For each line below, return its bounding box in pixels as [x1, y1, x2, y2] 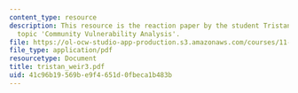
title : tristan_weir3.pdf [9, 63, 105, 72]
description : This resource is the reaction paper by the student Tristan [9, 21, 292, 30]
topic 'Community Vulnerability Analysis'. [17, 29, 180, 38]
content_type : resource [9, 12, 98, 22]
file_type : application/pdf [9, 46, 114, 55]
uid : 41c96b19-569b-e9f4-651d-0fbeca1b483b [9, 71, 173, 80]
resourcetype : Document [9, 54, 98, 63]
